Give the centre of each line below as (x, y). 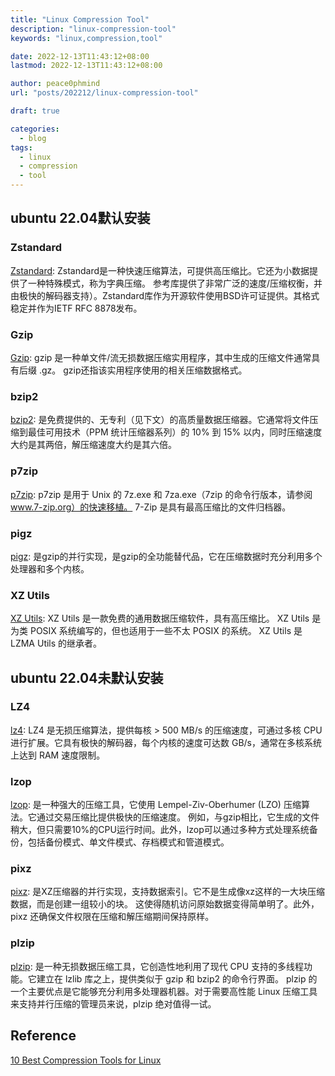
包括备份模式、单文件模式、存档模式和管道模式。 (128, 842)
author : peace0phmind (55, 84)
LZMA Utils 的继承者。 (56, 643)
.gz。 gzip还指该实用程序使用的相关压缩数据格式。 (143, 370)
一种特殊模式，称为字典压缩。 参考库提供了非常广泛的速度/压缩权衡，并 (175, 283)
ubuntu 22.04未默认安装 (87, 677)
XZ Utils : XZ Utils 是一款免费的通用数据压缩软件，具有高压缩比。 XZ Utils (160, 618)
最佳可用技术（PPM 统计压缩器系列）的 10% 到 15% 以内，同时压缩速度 (175, 432)
